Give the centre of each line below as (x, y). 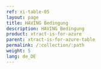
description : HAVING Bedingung (45, 28)
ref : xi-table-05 (28, 12)
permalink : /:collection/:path (45, 46)
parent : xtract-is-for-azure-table (51, 40)
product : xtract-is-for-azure (44, 34)
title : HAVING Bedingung (37, 23)
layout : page (23, 17)
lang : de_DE (21, 56)
